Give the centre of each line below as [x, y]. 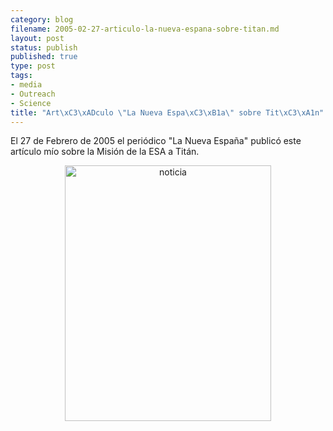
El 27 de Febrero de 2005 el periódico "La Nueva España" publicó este [156, 141]
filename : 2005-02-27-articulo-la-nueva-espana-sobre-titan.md [145, 29]
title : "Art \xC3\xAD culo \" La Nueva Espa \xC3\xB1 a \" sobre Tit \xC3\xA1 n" [167, 112]
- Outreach [33, 94]
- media [26, 85]
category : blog [42, 19]
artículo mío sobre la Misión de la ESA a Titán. [105, 152]
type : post [33, 66]
